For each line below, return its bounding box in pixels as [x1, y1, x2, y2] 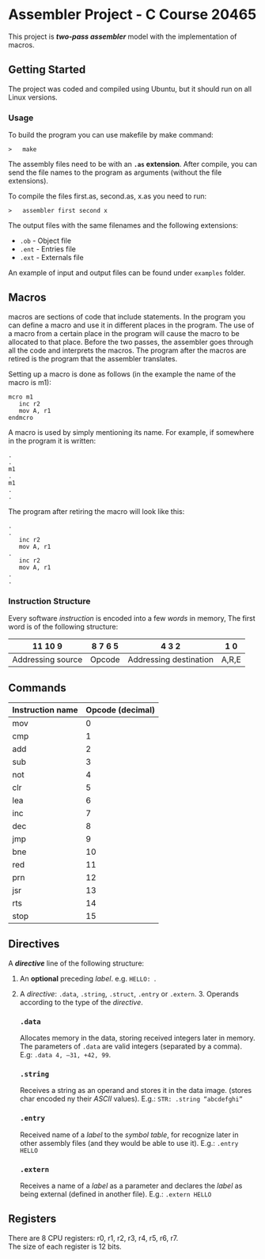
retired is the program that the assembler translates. [8, 354, 178, 363]
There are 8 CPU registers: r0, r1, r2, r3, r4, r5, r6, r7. [8, 1233, 179, 1242]
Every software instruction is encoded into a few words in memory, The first [8, 614, 256, 623]
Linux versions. [8, 93, 58, 102]
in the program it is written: [8, 436, 97, 445]
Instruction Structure [8, 595, 91, 607]
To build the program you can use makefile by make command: [8, 130, 214, 140]
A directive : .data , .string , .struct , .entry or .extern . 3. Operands [19, 989, 239, 998]
